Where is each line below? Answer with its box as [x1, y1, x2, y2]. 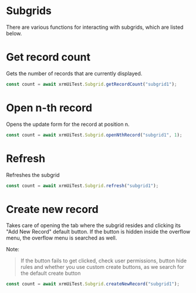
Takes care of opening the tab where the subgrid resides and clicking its [6, 222, 181, 229]
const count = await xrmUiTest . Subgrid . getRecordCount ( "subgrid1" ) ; [6, 81, 177, 87]
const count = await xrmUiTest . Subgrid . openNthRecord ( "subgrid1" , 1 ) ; [6, 132, 183, 138]
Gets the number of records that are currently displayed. [6, 69, 143, 77]
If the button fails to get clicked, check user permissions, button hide [20, 257, 187, 264]
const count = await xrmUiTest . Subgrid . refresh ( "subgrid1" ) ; [6, 182, 159, 189]
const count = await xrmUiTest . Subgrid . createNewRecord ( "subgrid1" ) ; [6, 281, 180, 287]
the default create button [20, 269, 81, 277]
